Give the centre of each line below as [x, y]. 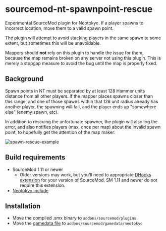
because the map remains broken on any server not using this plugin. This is [83, 58]
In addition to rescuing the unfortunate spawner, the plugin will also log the [81, 121]
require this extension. [42, 185]
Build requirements [35, 157]
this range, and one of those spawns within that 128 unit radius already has [82, 101]
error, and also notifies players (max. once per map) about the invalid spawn [83, 127]
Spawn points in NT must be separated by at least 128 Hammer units [75, 91]
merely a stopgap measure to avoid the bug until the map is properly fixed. [81, 63]
